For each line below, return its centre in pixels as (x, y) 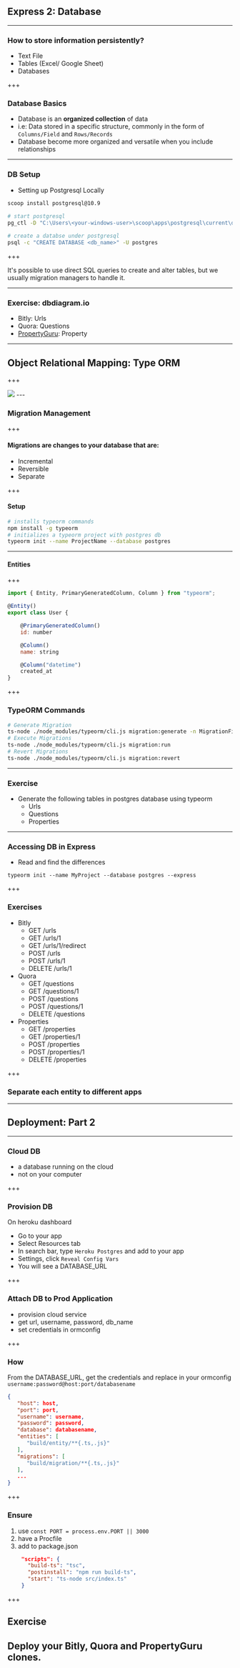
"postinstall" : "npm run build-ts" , (82, 1572)
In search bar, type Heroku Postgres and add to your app (101, 1251)
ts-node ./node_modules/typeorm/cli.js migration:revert (94, 758)
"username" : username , (50, 1417)
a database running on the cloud (66, 1167)
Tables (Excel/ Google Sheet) (61, 64)
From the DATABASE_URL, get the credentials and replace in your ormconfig (120, 1377)
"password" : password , (50, 1423)
